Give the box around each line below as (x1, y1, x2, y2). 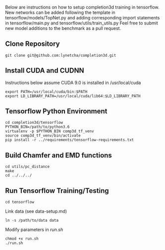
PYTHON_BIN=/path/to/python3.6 (5, 124, 70, 130)
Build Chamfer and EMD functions (5, 151, 112, 160)
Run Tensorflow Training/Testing (5, 186, 109, 195)
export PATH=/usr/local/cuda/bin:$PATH (5, 89, 88, 94)
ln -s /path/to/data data (5, 218, 58, 223)
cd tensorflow (5, 200, 35, 205)
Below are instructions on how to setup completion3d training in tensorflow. (5, 4, 160, 10)
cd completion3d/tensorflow (5, 120, 63, 125)
